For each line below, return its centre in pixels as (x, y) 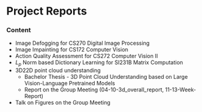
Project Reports (47, 11)
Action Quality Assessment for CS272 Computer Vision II (86, 56)
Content (19, 30)
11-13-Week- (181, 90)
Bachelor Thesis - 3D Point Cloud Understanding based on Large (106, 77)
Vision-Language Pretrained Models (70, 84)
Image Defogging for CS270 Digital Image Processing (82, 43)
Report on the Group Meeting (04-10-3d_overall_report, (94, 90)
